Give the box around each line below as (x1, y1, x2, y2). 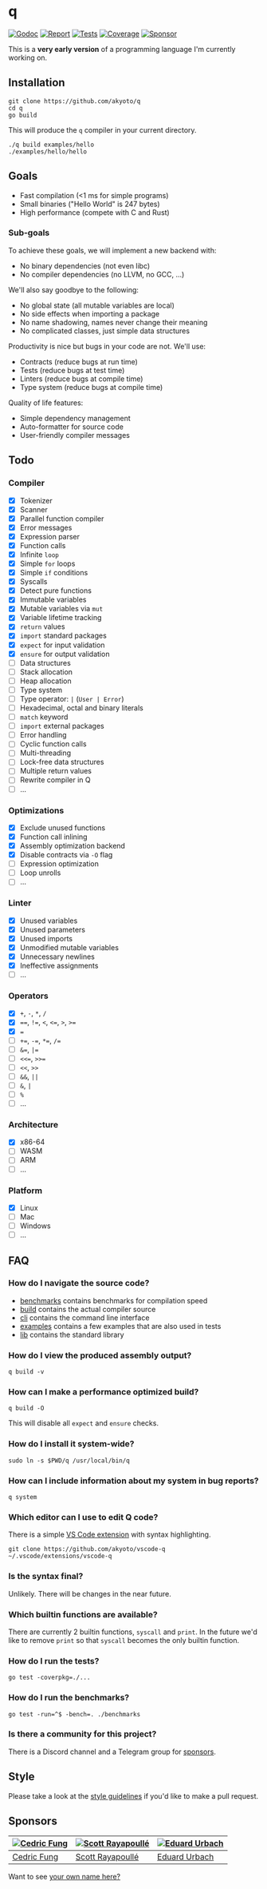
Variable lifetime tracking (19, 613, 102, 622)
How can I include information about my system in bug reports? (8, 1475, 259, 1486)
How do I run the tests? (8, 1655, 100, 1666)
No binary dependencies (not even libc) (19, 260, 151, 270)
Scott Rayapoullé (75, 1851, 139, 1863)
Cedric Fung (12, 1851, 58, 1863)
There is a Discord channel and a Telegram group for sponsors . (8, 1747, 217, 1756)
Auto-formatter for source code (19, 422, 124, 431)
